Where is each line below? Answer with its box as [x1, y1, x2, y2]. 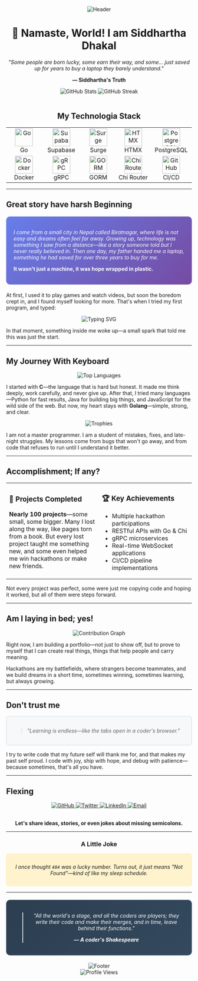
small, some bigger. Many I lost [9, 518, 95, 526]
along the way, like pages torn [9, 525, 93, 533]
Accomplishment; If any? [6, 467, 100, 477]
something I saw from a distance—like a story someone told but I [14, 241, 172, 249]
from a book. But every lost [9, 533, 84, 541]
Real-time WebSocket [111, 541, 173, 550]
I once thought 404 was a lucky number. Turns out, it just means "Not [15, 863, 183, 870]
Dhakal [81, 39, 117, 53]
